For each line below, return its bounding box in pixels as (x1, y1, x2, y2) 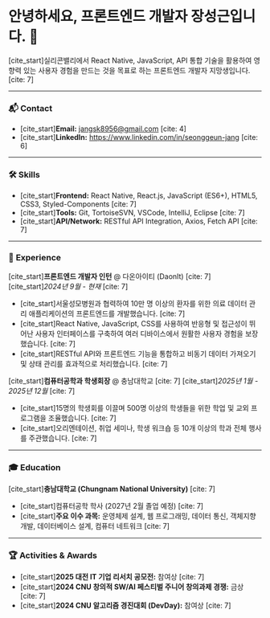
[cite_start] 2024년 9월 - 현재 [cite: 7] (8, 281, 129, 291)
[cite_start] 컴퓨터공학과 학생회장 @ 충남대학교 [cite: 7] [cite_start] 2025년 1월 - (8, 375, 259, 386)
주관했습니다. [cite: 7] (28, 433, 97, 443)
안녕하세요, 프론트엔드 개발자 (8, 7, 188, 26)
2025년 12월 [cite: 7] (8, 386, 76, 395)
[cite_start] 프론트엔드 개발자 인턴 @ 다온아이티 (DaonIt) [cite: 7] (8, 271, 211, 281)
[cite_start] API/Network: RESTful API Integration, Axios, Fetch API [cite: (19, 216, 259, 226)
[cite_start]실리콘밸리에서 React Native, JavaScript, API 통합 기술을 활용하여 (8, 55, 252, 65)
